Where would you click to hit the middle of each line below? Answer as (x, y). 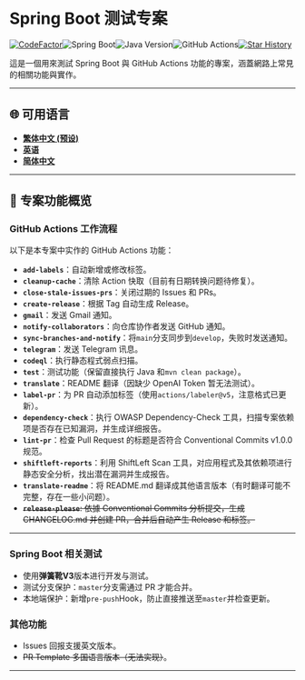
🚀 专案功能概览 (51, 201)
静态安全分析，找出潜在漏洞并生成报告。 (98, 475)
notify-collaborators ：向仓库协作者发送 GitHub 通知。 (126, 326)
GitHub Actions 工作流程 (64, 229)
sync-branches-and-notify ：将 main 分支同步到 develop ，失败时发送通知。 (157, 338)
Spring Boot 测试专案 (89, 19)
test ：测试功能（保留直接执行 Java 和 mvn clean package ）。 (134, 372)
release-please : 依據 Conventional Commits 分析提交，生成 (133, 508)
